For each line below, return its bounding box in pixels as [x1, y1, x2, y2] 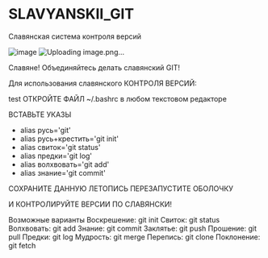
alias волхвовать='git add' [19, 159, 110, 169]
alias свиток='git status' [19, 142, 101, 152]
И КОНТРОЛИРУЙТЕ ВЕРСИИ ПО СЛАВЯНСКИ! [8, 199, 172, 209]
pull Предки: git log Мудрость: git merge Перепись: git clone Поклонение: [8, 231, 261, 242]
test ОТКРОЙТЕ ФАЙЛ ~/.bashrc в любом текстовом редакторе [8, 94, 228, 103]
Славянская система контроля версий [8, 31, 142, 41]
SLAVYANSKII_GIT [8, 5, 135, 23]
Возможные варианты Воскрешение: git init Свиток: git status [8, 214, 220, 224]
